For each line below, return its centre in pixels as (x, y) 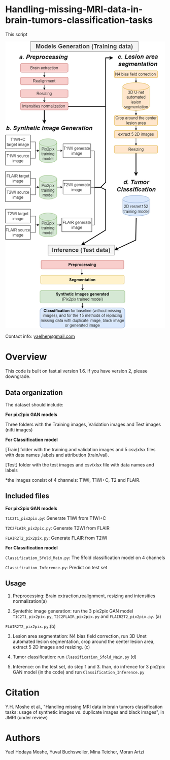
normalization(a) (30, 601)
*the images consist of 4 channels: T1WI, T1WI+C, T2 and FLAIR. (73, 480)
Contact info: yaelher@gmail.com (40, 336)
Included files (27, 496)
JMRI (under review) (27, 717)
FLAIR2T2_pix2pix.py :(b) (30, 626)
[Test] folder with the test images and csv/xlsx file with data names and (80, 464)
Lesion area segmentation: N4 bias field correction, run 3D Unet (80, 636)
